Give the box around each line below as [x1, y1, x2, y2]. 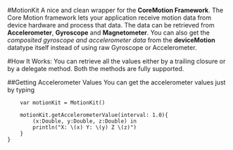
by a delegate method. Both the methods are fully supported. [7, 65, 184, 73]
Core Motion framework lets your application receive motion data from [7, 13, 212, 22]
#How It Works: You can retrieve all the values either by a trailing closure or [7, 57, 226, 65]
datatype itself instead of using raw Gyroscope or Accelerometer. [7, 44, 197, 51]
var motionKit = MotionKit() [20, 99, 106, 106]
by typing [7, 86, 35, 94]
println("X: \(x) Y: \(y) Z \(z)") [32, 124, 137, 131]
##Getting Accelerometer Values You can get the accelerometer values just [7, 78, 226, 87]
